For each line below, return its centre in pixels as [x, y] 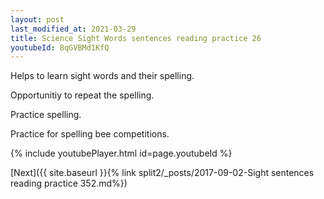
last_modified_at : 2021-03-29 [73, 29]
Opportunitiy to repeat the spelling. [82, 95]
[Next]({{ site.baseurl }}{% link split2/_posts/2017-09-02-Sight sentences [162, 173]
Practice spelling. [46, 115]
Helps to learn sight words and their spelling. [102, 76]
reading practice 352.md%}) [69, 183]
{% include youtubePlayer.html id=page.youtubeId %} [121, 153]
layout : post [37, 19]
